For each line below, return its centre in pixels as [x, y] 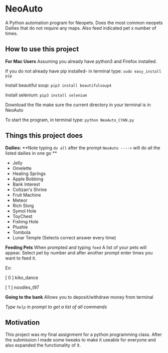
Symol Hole [24, 211]
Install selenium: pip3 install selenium [46, 95]
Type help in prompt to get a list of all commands [56, 307]
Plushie [20, 227]
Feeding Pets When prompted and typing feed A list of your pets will [76, 247]
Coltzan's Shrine [30, 190]
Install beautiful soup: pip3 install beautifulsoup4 [58, 85]
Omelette [22, 168]
